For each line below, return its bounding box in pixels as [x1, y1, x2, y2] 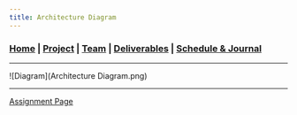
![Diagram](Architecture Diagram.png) [9, 70, 148, 80]
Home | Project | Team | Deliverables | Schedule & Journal [9, 42, 263, 54]
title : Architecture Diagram [9, 12, 117, 22]
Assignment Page [9, 96, 73, 106]
